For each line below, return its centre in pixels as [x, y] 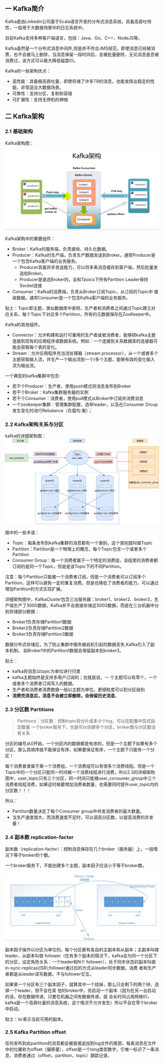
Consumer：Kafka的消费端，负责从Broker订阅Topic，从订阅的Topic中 [82, 291]
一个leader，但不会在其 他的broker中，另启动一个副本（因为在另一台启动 [82, 990]
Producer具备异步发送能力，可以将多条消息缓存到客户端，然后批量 [86, 267]
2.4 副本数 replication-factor [40, 837]
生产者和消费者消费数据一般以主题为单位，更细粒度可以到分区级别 [78, 690]
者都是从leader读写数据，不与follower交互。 [50, 974]
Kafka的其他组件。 [24, 324]
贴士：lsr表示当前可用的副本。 [35, 1019]
